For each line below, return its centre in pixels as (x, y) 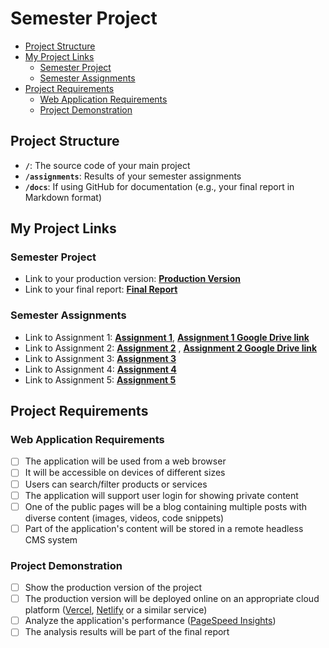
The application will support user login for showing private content (161, 495)
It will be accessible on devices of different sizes (125, 473)
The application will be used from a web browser (125, 461)
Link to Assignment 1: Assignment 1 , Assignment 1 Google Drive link (167, 337)
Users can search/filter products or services (116, 484)
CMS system (51, 539)
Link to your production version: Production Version (133, 279)
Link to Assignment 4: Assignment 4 (100, 369)
